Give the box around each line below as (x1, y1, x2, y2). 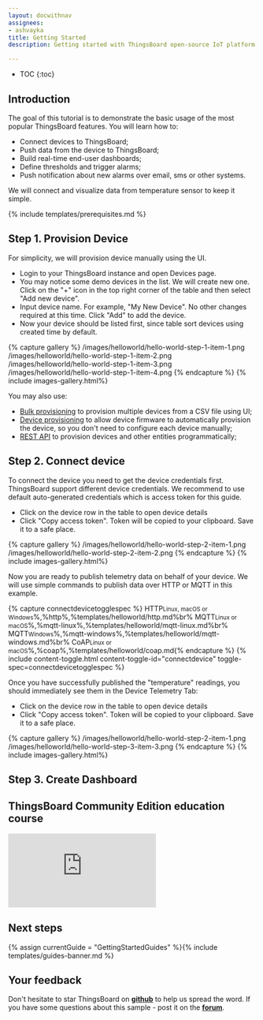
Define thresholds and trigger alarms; (19, 162, 142, 171)
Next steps (8, 921, 63, 935)
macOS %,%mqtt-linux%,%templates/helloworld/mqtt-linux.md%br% (8, 620, 228, 630)
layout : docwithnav (8, 11, 72, 20)
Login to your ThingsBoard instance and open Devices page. (19, 268, 217, 278)
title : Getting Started (8, 33, 87, 42)
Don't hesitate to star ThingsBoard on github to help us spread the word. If (8, 995, 250, 1004)
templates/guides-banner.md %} (8, 951, 114, 960)
